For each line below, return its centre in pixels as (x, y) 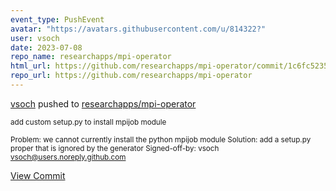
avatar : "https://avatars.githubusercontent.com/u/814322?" (138, 29)
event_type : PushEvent (57, 19)
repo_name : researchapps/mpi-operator (91, 57)
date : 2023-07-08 (46, 47)
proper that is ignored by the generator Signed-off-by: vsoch (115, 148)
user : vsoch (35, 38)
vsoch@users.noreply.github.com (68, 157)
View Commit (38, 175)
